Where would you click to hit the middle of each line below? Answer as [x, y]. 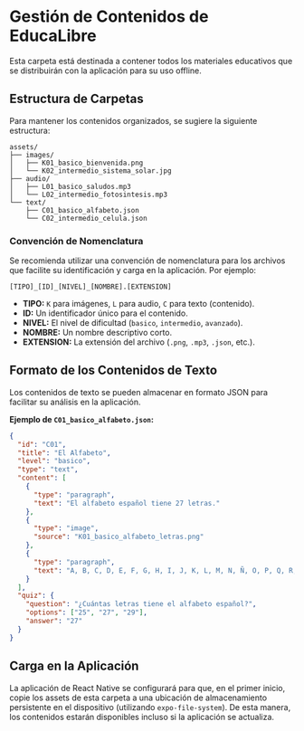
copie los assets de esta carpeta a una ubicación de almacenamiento [138, 698]
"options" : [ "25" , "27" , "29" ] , [86, 612]
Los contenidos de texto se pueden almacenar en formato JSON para [139, 392]
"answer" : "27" [54, 622]
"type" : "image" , [66, 528]
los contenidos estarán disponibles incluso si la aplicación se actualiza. [142, 717]
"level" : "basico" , [54, 461]
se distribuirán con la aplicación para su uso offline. [105, 71]
